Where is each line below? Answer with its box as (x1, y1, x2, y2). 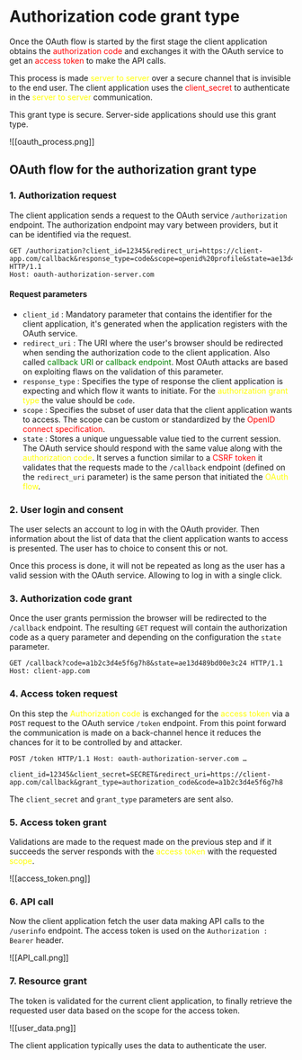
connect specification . (22, 423, 106, 434)
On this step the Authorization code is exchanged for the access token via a (9, 708, 290, 719)
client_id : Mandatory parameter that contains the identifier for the (22, 309, 272, 319)
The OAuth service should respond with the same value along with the (22, 443, 283, 454)
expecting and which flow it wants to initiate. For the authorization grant (22, 385, 289, 396)
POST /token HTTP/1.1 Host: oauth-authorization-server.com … (9, 754, 247, 763)
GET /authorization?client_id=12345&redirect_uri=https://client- (9, 246, 263, 256)
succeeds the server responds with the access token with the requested (9, 846, 277, 857)
